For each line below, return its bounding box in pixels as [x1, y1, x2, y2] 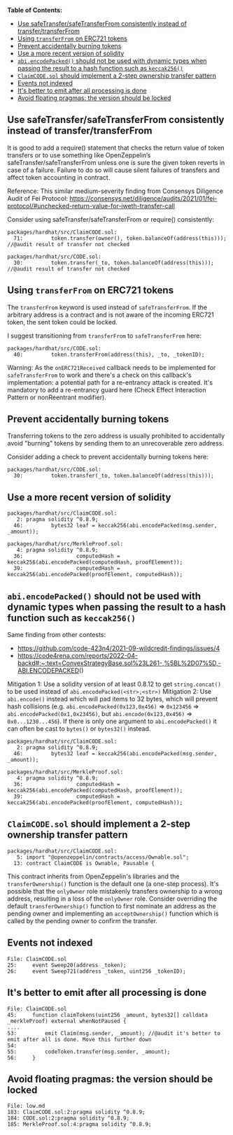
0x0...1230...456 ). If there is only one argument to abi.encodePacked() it [7, 717, 217, 726]
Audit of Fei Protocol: [7, 194, 69, 202]
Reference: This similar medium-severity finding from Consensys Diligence [7, 187, 224, 195]
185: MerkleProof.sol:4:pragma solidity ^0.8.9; [7, 1121, 152, 1128]
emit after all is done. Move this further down [7, 1036, 152, 1043]
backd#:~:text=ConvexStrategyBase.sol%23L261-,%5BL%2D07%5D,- [17, 659, 222, 667]
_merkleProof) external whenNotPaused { [7, 1018, 127, 1025]
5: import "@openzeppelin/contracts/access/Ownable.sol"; [16, 853, 190, 861]
